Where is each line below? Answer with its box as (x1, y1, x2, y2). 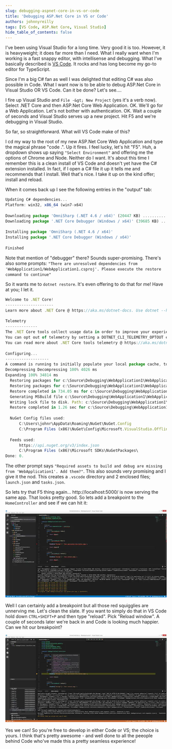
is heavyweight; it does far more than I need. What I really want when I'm (5, 50, 159, 56)
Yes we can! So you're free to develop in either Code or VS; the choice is (5, 727, 159, 733)
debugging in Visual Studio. (5, 119, 63, 125)
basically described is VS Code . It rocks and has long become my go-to (5, 61, 157, 67)
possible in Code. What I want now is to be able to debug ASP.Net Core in (5, 82, 161, 88)
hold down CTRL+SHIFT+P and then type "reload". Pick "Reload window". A (5, 613, 160, 620)
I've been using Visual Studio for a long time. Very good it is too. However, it (5, 45, 165, 51)
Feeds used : (10, 437, 36, 443)
